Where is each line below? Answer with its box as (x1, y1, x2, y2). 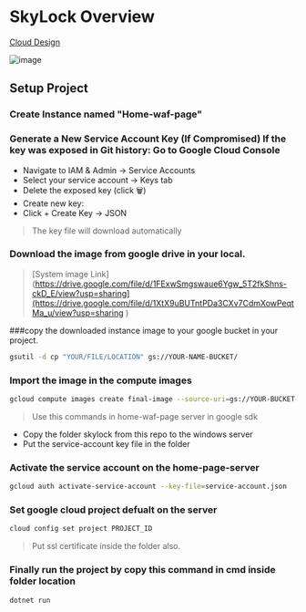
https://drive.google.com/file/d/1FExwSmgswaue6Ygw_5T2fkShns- (35, 278, 288, 289)
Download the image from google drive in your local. (9, 248, 246, 261)
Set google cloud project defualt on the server (9, 503, 218, 516)
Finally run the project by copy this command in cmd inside (9, 564, 276, 576)
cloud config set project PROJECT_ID (9, 524, 153, 534)
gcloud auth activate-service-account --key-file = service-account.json (9, 482, 287, 492)
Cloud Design (9, 36, 61, 47)
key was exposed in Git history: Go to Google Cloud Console (9, 144, 280, 157)
